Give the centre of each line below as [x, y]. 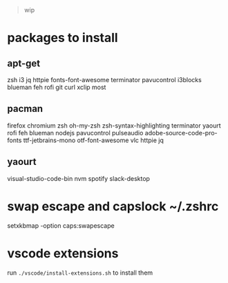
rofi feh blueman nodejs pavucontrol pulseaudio [75, 133]
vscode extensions [63, 253]
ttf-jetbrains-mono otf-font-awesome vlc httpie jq [93, 140]
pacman [25, 109]
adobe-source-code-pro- [181, 133]
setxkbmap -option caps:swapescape [61, 225]
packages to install [63, 38]
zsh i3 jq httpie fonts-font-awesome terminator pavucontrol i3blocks [104, 80]
